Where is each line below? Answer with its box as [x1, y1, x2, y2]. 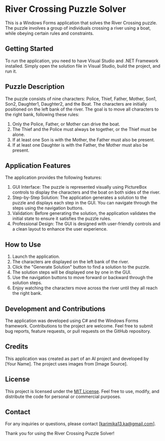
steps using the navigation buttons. [12, 205, 84, 211]
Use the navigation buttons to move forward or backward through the [12, 275, 154, 281]
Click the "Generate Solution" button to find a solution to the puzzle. [12, 264, 150, 270]
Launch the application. [12, 253, 60, 260]
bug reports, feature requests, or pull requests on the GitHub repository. [5, 328, 151, 334]
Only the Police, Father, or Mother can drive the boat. [12, 121, 121, 127]
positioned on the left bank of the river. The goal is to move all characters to [5, 106, 159, 112]
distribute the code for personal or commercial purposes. [5, 394, 122, 400]
